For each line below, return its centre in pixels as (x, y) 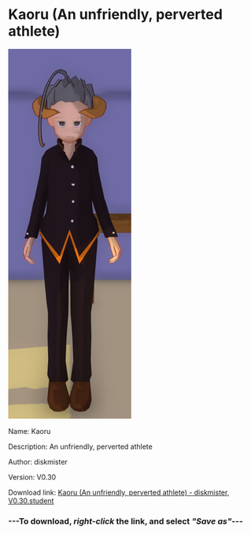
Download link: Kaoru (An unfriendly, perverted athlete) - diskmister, (119, 492)
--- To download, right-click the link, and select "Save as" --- (126, 521)
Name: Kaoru (30, 431)
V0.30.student (31, 500)
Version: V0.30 (32, 477)
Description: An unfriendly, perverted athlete (81, 446)
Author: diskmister (38, 461)
